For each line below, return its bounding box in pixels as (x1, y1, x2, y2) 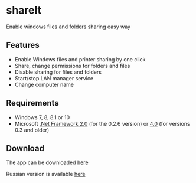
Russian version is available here (6, 171, 86, 178)
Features (6, 40, 40, 50)
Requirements (6, 98, 59, 108)
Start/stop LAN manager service (14, 74, 93, 81)
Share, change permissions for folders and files (14, 62, 130, 69)
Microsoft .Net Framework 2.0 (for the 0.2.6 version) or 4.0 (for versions (14, 120, 190, 127)
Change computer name (14, 81, 74, 88)
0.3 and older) (14, 126, 50, 133)
